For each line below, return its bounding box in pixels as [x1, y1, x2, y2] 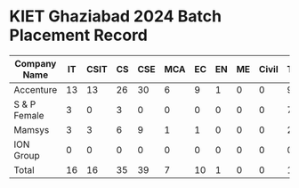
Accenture [13, 83, 58, 95]
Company [14, 57, 57, 69]
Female [13, 109, 44, 121]
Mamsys [13, 123, 50, 135]
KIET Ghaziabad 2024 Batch [9, 6, 222, 27]
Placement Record [9, 25, 149, 45]
